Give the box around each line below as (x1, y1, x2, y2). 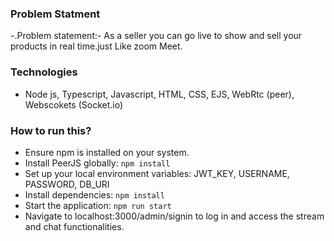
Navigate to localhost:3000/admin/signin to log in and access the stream (24, 210, 325, 222)
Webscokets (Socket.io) (24, 98, 124, 111)
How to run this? (10, 123, 92, 137)
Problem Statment (10, 7, 101, 21)
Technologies (10, 65, 78, 79)
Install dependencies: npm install (24, 188, 165, 201)
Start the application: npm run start (24, 199, 172, 211)
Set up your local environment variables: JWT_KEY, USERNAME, (24, 167, 290, 179)
